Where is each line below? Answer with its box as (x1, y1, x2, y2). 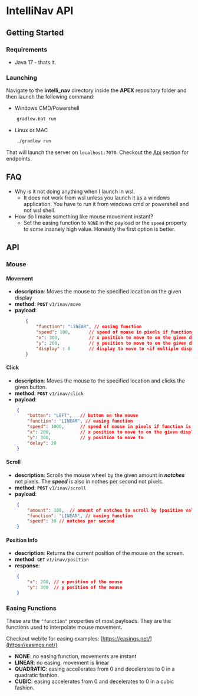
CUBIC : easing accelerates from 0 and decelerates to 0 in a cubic (14, 678, 174, 685)
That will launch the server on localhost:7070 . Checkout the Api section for (6, 149, 189, 156)
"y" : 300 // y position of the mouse (27, 584, 123, 591)
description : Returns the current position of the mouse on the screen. (14, 550, 184, 557)
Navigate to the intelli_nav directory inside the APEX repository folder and (6, 87, 187, 94)
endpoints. (6, 155, 32, 162)
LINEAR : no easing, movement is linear (14, 659, 110, 666)
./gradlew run (16, 138, 51, 144)
